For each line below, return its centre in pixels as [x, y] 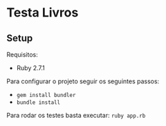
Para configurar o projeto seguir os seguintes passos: [83, 81]
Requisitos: [22, 54]
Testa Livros [43, 13]
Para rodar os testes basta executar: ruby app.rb [76, 115]
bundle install [38, 103]
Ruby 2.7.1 [31, 68]
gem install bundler [46, 95]
